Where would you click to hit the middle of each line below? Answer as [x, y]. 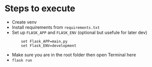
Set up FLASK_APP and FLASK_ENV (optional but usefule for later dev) [79, 32]
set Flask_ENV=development [49, 45]
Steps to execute [40, 9]
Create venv [24, 22]
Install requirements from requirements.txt [56, 27]
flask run [22, 60]
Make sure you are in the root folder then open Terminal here [74, 55]
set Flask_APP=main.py [44, 41]
